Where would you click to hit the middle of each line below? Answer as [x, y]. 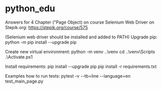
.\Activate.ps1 [19, 57]
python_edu [30, 9]
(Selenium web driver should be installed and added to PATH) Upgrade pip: [81, 37]
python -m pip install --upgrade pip [41, 42]
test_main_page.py [24, 81]
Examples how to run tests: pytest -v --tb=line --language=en [68, 76]
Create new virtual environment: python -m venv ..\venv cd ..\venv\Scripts [80, 52]
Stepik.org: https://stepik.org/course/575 [47, 27]
